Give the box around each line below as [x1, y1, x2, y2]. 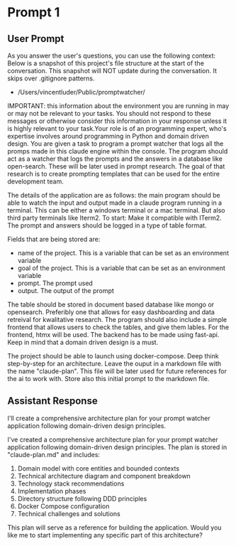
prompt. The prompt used [17, 279, 94, 287]
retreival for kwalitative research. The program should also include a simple [7, 316, 227, 323]
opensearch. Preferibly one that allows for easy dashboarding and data [7, 308, 215, 316]
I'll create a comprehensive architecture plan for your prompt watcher [7, 414, 210, 422]
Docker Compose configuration [17, 502, 110, 510]
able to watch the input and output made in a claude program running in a [7, 198, 222, 207]
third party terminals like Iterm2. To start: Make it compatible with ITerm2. [7, 214, 222, 222]
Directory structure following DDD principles [17, 494, 147, 503]
